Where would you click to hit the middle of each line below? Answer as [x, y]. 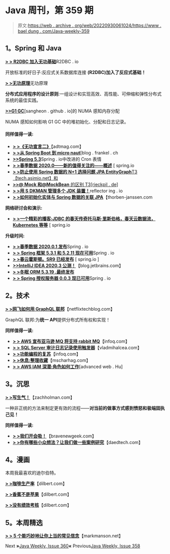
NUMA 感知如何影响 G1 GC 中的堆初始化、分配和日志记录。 [67, 122]
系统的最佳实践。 [23, 100]
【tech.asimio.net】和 [35, 178]
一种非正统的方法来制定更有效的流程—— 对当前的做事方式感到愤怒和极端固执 [85, 408]
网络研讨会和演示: [24, 208]
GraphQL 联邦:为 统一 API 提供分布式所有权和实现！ [58, 319]
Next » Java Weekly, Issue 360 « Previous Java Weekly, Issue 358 [73, 546]
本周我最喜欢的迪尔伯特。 [32, 473]
